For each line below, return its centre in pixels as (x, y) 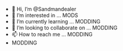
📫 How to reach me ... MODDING (52, 34)
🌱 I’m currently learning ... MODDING (56, 21)
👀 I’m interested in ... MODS (45, 15)
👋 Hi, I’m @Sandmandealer (44, 9)
